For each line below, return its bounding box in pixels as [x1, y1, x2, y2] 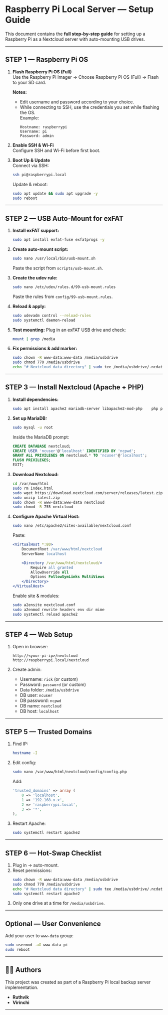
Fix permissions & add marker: [12, 345, 77, 352]
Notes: [12, 89, 27, 95]
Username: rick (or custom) [19, 676, 78, 682]
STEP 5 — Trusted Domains [5, 728, 92, 736]
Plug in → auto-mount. [12, 862, 59, 868]
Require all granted [30, 565, 73, 570]
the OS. [19, 109, 36, 115]
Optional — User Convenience [5, 919, 101, 928]
